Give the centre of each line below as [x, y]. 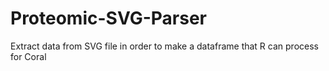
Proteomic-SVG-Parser [109, 18]
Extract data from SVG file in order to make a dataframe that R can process [164, 46]
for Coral [28, 56]
